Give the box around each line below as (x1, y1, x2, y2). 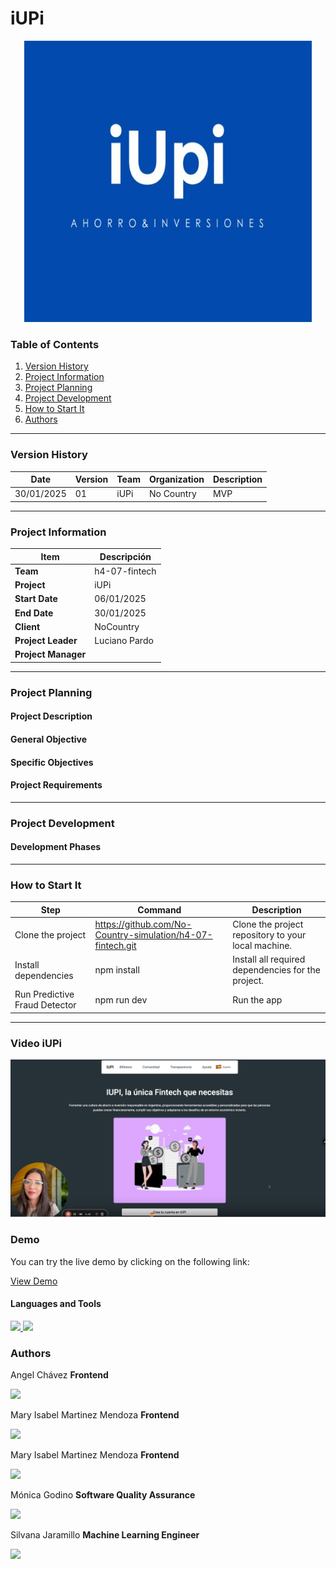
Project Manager (14, 648, 87, 661)
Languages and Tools (10, 1298, 102, 1310)
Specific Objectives (10, 756, 94, 768)
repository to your (232, 928, 307, 941)
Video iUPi (10, 1036, 63, 1050)
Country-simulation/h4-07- (94, 928, 213, 941)
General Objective (10, 733, 88, 745)
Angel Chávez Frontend (10, 1369, 109, 1381)
